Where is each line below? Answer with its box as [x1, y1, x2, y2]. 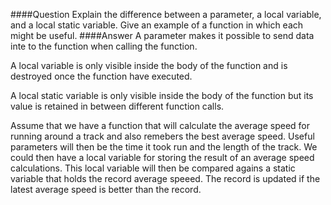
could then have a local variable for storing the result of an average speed [10, 152, 315, 163]
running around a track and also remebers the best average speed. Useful [10, 130, 315, 142]
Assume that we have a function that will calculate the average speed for [10, 120, 311, 131]
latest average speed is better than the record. [10, 184, 202, 195]
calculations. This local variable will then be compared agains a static [10, 162, 296, 174]
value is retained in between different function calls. [10, 100, 225, 112]
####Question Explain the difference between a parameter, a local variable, [10, 9, 322, 20]
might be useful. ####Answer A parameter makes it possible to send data [10, 30, 315, 41]
